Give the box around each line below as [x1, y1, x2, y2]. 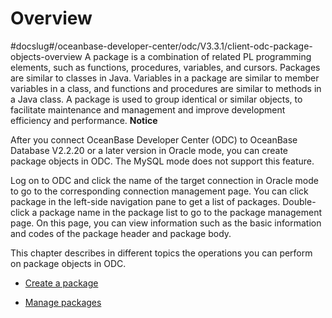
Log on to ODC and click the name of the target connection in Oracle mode [10, 174, 319, 186]
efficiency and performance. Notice [10, 114, 158, 126]
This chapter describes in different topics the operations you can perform [10, 247, 313, 259]
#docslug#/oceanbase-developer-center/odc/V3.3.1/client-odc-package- [10, 40, 313, 52]
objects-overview [10, 50, 83, 62]
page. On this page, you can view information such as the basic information [10, 217, 322, 229]
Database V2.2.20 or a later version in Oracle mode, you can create [10, 144, 289, 156]
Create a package [24, 277, 99, 289]
